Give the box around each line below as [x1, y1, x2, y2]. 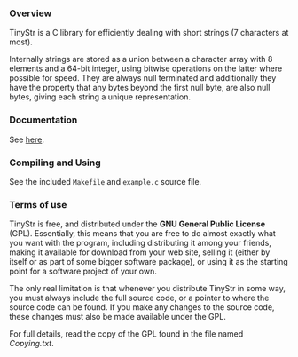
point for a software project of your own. [9, 266, 158, 277]
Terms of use [9, 198, 67, 210]
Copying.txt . [9, 338, 55, 349]
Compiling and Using [9, 156, 102, 169]
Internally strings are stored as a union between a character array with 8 [9, 54, 273, 65]
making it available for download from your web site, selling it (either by [9, 247, 271, 258]
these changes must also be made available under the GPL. [9, 312, 226, 322]
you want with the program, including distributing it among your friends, [9, 238, 272, 249]
